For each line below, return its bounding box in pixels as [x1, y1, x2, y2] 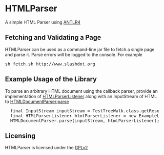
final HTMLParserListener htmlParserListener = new [10, 113, 137, 118]
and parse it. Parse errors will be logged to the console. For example [5, 52, 143, 57]
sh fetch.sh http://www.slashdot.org [5, 61, 96, 67]
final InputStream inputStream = [10, 108, 90, 113]
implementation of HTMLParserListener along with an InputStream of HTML [5, 93, 157, 99]
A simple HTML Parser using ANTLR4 [5, 19, 81, 25]
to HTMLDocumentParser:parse [5, 99, 69, 104]
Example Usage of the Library [5, 75, 97, 83]
